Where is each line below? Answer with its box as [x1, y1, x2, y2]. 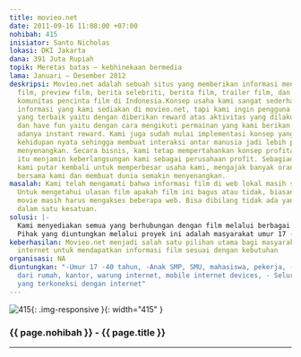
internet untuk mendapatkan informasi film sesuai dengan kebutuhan [17, 246, 279, 255]
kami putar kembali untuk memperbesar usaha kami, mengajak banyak [17, 163, 275, 172]
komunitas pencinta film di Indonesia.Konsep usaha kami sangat [17, 96, 262, 106]
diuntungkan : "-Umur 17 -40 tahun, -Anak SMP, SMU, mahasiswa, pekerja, [9, 263, 287, 272]
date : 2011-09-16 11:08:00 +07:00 [9, 21, 139, 30]
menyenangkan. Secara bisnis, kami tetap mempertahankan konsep [17, 146, 262, 155]
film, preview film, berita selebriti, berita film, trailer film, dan [17, 88, 291, 97]
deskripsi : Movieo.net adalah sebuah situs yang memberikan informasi [9, 80, 279, 89]
